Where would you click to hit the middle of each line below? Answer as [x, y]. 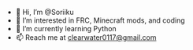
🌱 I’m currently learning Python [66, 29]
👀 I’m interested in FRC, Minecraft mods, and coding [100, 20]
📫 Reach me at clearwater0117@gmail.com [86, 37]
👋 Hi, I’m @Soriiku [45, 12]
